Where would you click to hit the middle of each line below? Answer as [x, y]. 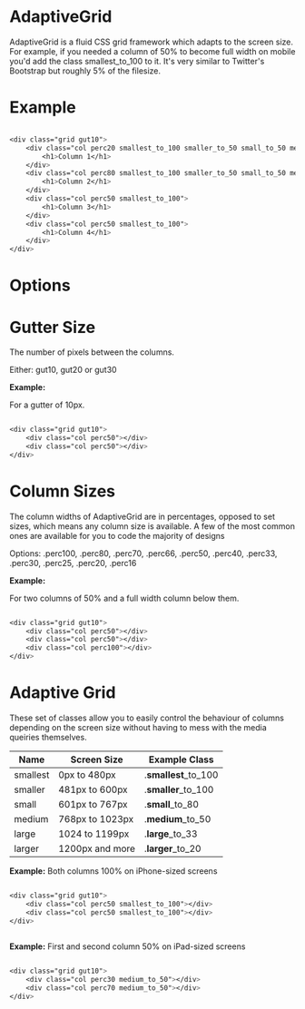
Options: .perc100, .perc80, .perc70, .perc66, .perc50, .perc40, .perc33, [143, 553]
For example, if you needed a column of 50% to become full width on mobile [152, 51]
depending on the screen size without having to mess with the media [138, 727]
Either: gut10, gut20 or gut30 [63, 370]
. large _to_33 [171, 834]
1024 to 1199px [94, 834]
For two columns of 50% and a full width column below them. [124, 598]
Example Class [181, 759]
